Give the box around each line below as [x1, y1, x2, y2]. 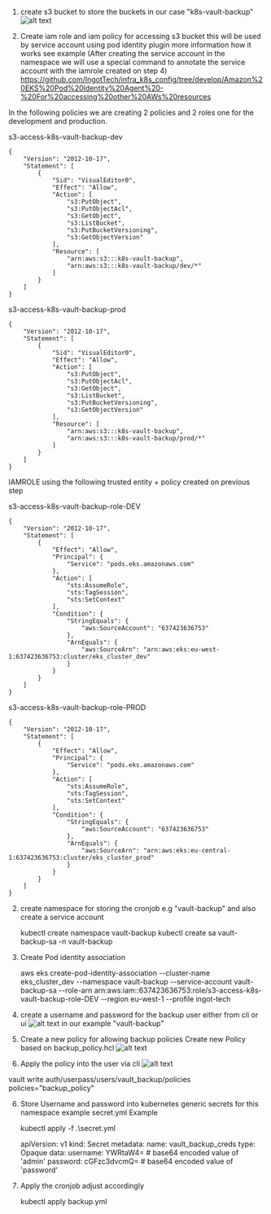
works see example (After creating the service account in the [20, 49, 225, 58]
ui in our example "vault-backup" [20, 1019, 164, 1028]
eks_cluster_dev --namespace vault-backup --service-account [20, 977, 232, 986]
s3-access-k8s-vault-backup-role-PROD [8, 703, 146, 712]
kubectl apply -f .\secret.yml [20, 1124, 116, 1133]
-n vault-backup [58, 936, 113, 946]
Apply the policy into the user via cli [20, 1058, 141, 1068]
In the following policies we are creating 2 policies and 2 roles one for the [8, 107, 255, 117]
